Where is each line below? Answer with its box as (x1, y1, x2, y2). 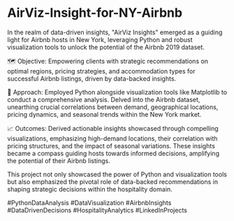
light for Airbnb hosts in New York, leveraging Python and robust (7, 35, 193, 43)
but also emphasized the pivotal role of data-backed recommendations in (7, 177, 219, 186)
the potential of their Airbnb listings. (7, 156, 110, 165)
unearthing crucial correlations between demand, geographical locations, (7, 103, 219, 111)
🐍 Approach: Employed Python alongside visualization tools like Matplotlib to (7, 87, 228, 96)
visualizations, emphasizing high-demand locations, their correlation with (7, 134, 218, 143)
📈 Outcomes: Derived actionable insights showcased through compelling (7, 124, 219, 132)
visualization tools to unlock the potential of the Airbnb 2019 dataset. (7, 43, 205, 51)
